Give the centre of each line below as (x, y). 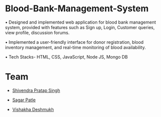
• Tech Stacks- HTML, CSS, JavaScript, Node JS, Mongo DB (67, 57)
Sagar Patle (24, 100)
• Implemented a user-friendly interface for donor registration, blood (74, 42)
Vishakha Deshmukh (33, 109)
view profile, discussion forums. (37, 32)
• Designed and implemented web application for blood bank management (80, 22)
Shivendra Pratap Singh (36, 90)
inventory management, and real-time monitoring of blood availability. (76, 47)
